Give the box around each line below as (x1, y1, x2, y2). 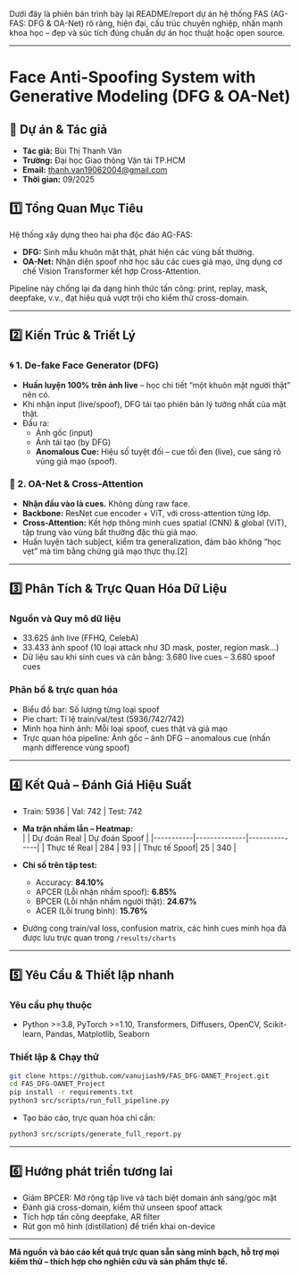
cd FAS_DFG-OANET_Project (9, 1079, 105, 1089)
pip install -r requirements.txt (9, 1088, 134, 1097)
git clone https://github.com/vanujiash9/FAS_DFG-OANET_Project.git (9, 1071, 270, 1080)
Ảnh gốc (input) (35, 427, 94, 438)
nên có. (21, 389, 51, 400)
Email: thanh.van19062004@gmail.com (21, 165, 168, 174)
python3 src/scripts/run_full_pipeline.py (9, 1096, 170, 1105)
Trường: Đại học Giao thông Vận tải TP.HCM (21, 155, 186, 166)
